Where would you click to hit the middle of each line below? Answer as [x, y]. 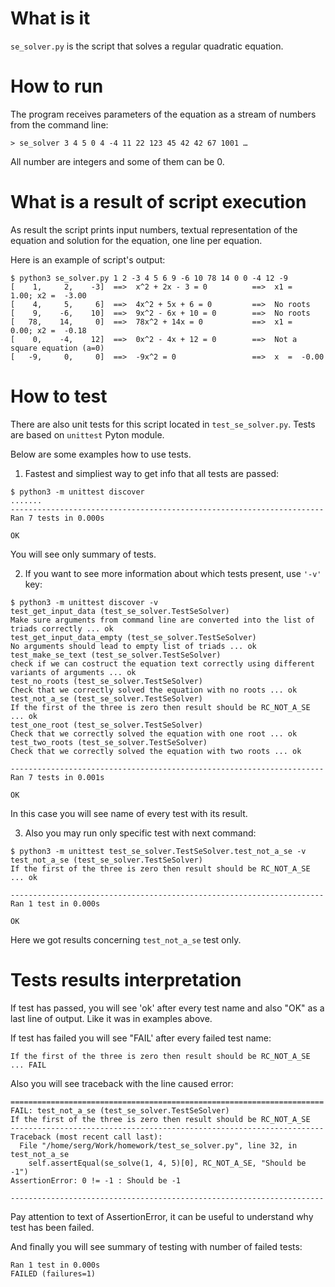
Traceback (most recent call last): [86, 1137]
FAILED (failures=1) [53, 1273]
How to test [59, 396]
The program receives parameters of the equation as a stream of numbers [163, 114]
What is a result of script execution [158, 202]
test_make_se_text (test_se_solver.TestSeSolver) [116, 655]
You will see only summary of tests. [83, 554]
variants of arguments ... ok [73, 672]
